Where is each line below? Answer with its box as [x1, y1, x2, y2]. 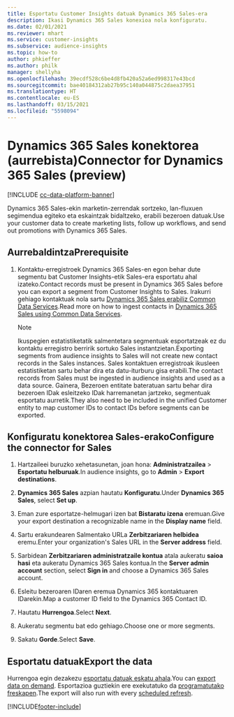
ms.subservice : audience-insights [7, 43, 108, 50]
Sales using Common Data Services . [17, 309, 123, 318]
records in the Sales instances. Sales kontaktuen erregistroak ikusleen [17, 359, 220, 367]
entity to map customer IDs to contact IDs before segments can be [17, 403, 210, 412]
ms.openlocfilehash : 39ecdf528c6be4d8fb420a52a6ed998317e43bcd [7, 75, 196, 82]
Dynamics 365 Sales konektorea [7, 138, 199, 154]
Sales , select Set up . [17, 496, 78, 505]
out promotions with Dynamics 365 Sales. [7, 226, 127, 235]
